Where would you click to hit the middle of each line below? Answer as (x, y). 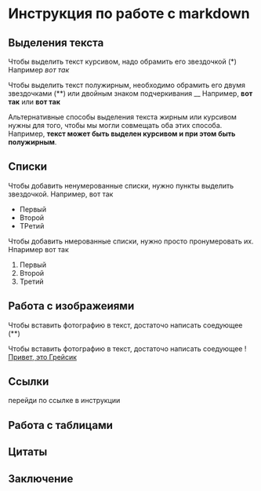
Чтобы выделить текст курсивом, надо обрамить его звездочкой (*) (123, 61)
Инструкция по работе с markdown (129, 14)
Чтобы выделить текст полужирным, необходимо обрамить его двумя (127, 85)
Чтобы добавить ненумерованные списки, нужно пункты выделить (121, 185)
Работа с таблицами (61, 425)
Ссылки (29, 382)
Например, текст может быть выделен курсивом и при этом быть (122, 134)
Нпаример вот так (38, 249)
